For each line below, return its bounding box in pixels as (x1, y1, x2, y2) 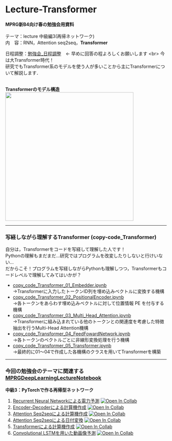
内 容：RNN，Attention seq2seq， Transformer (5, 40, 108, 46)
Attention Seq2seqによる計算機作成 (12, 410, 88, 417)
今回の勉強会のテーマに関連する (5, 367, 84, 375)
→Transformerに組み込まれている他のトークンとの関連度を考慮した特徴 (12, 319, 164, 325)
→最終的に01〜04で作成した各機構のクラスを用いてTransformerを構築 (12, 348, 161, 355)
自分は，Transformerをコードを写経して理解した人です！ (5, 246, 125, 252)
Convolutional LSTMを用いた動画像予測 (12, 430, 96, 436)
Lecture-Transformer (5, 4, 97, 15)
